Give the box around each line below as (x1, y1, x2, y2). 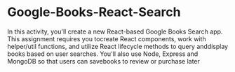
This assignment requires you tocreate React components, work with (7, 34, 206, 43)
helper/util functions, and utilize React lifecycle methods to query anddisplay (7, 42, 229, 50)
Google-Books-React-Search (7, 4, 181, 20)
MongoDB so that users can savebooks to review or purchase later (7, 57, 200, 65)
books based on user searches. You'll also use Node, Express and (7, 50, 199, 58)
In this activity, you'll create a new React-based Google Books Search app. (7, 27, 223, 36)
